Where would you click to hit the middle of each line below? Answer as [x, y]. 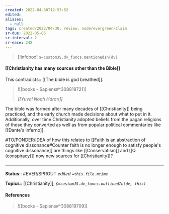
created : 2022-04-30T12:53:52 [37, 10]
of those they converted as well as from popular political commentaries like [83, 125]
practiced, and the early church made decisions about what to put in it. [78, 114]
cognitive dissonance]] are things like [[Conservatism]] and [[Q [70, 150]
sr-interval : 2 [21, 38]
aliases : [14, 19]
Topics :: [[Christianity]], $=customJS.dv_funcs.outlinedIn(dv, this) [76, 183]
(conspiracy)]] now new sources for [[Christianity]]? [59, 156]
